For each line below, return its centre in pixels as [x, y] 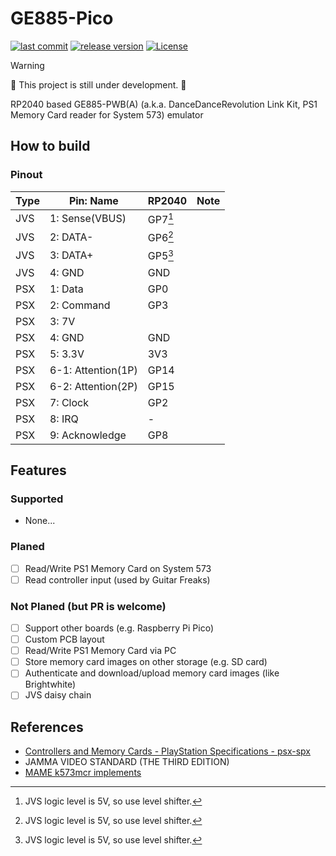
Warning [27, 65]
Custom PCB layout [64, 639]
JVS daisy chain [58, 695]
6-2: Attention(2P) [93, 386]
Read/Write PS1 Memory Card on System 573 [118, 568]
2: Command [80, 305]
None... [40, 521]
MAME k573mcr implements [83, 773]
